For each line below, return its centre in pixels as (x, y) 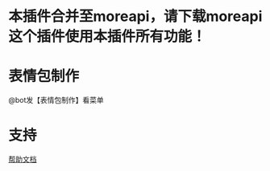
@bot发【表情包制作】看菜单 (56, 100)
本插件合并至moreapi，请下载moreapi (135, 16)
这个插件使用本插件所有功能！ (108, 37)
